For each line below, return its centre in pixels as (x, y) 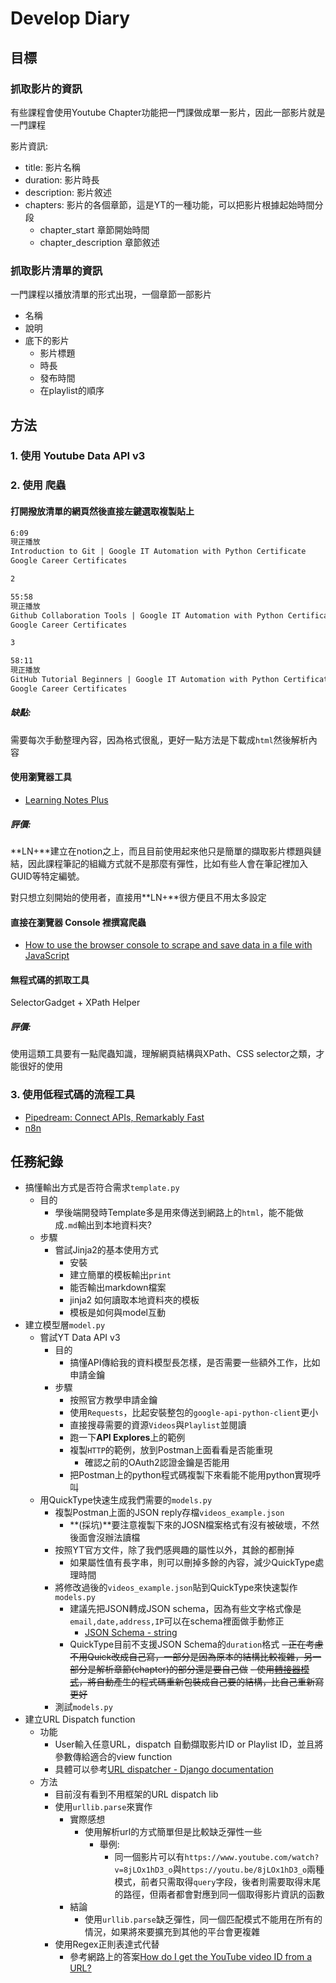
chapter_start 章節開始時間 (94, 229)
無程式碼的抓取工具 (50, 979)
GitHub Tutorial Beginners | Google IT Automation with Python (145, 680)
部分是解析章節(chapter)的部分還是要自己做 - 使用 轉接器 (185, 1669)
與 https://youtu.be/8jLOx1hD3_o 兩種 (248, 1869)
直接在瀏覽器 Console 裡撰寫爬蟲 (78, 922)
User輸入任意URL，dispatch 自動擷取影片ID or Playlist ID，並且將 (189, 1744)
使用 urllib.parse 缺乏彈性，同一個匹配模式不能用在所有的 (203, 1919)
